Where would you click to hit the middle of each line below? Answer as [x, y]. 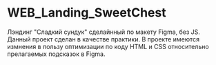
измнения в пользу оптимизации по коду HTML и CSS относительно [108, 46]
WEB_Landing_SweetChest [87, 13]
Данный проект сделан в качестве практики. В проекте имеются [104, 39]
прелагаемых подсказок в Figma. [56, 54]
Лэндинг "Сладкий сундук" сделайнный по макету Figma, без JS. [104, 32]
